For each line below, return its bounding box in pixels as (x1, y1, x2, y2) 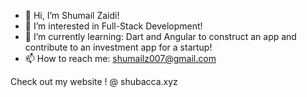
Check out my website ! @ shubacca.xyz (10, 76, 178, 87)
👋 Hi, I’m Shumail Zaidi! (24, 10, 120, 21)
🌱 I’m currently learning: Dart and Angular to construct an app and (24, 31, 297, 42)
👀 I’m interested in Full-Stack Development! (24, 20, 203, 32)
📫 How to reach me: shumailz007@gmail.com (24, 53, 217, 64)
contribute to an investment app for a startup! (24, 41, 213, 53)
